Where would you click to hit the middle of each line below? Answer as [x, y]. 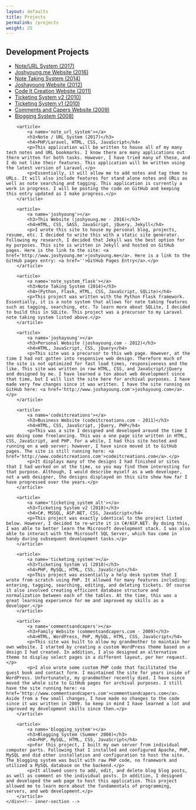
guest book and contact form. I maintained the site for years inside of [98, 673]
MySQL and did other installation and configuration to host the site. [95, 755]
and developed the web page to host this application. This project [92, 781]
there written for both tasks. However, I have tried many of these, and [98, 158]
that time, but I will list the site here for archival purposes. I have [98, 379]
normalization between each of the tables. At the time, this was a [92, 596]
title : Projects [26, 17]
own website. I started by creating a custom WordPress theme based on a [98, 647]
